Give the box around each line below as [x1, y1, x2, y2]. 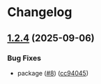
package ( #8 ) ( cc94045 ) [17, 69, 89, 77]
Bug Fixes [7, 53, 42, 63]
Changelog [7, 4, 72, 20]
